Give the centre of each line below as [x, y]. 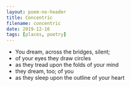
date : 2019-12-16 [28, 29]
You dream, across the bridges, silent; [62, 52]
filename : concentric [34, 23]
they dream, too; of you [44, 71]
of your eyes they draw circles [53, 58]
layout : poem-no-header [36, 12]
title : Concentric [29, 18]
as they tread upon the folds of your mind [67, 65]
